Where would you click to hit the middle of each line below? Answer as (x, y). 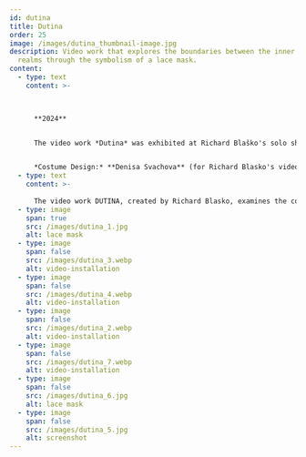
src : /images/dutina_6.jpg (77, 396)
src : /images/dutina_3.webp (79, 260)
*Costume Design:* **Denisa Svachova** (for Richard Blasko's (154, 168)
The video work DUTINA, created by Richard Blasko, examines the (160, 201)
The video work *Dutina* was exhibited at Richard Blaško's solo (160, 143)
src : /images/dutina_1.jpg (77, 227)
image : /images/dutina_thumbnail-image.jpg (93, 43)
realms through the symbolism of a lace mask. (107, 60)
